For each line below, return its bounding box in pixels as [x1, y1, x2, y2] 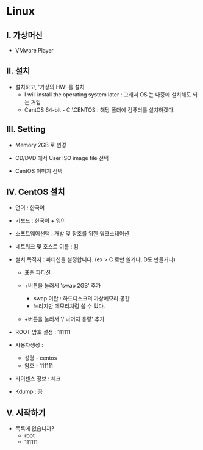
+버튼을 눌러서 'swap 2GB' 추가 [24, 282, 101, 289]
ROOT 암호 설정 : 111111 [15, 328, 71, 336]
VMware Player [15, 47, 54, 54]
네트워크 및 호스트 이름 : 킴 [15, 243, 79, 250]
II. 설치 [6, 66, 30, 76]
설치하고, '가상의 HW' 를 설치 [15, 83, 85, 90]
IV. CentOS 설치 [6, 187, 65, 197]
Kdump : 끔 [15, 388, 43, 395]
